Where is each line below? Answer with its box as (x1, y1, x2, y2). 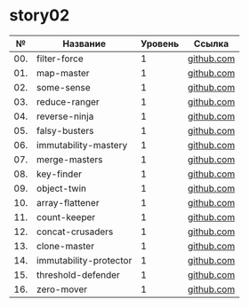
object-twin (36, 182, 87, 194)
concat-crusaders (36, 225, 114, 238)
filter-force (36, 52, 84, 65)
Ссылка (194, 37, 229, 50)
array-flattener (36, 196, 100, 209)
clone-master (36, 240, 95, 252)
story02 (9, 5, 70, 26)
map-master (36, 67, 91, 79)
